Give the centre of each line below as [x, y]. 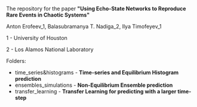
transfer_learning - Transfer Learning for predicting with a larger [96, 91]
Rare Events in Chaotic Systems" [48, 15]
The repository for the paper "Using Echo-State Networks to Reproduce [96, 9]
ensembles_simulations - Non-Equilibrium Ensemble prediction [94, 85]
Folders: [16, 61]
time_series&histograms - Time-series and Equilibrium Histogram [97, 73]
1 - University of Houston [37, 38]
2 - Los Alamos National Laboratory [50, 49]
